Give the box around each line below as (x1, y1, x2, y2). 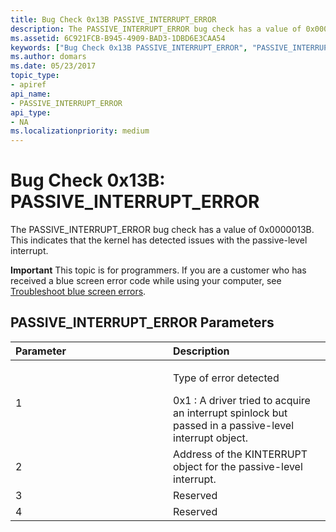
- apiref (10, 80, 47, 90)
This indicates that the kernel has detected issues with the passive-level (10, 234, 308, 246)
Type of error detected (173, 371, 280, 385)
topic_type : (10, 71, 60, 81)
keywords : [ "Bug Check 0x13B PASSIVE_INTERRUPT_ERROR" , (10, 42, 248, 53)
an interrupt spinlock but (173, 406, 288, 420)
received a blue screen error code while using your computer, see (10, 275, 282, 287)
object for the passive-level (173, 459, 303, 473)
